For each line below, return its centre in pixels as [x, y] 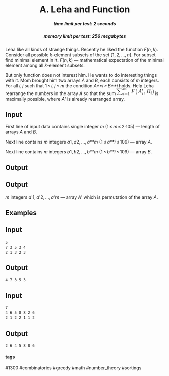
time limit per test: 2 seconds [85, 23]
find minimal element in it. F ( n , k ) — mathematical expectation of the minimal [84, 60]
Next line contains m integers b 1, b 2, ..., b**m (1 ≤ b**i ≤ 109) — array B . [79, 152]
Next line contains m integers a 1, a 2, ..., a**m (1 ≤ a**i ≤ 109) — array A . [79, 142]
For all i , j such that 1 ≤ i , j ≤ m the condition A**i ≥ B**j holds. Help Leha [79, 86]
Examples [21, 213]
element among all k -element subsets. [45, 65]
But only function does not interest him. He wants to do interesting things [81, 75]
